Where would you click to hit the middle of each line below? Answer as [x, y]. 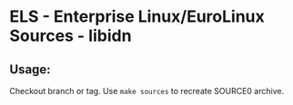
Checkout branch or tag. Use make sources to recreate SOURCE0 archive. [147, 91]
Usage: [30, 69]
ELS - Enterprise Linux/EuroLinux [137, 17]
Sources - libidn [71, 36]
